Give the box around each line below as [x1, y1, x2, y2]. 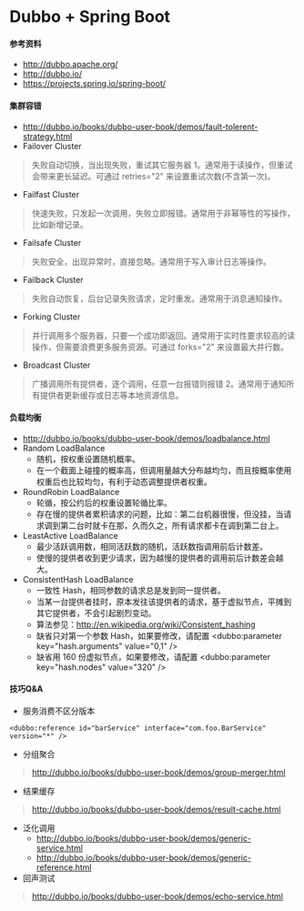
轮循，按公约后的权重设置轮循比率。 [35, 497, 173, 508]
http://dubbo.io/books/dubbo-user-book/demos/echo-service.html [31, 891, 284, 902]
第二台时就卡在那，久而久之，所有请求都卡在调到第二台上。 [60, 520, 284, 531]
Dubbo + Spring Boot [9, 6, 171, 27]
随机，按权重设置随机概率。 [35, 453, 141, 464]
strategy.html [22, 130, 73, 142]
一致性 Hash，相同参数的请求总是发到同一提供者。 [35, 584, 226, 595]
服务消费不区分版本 [22, 705, 96, 716]
